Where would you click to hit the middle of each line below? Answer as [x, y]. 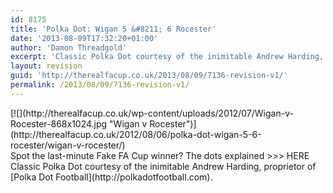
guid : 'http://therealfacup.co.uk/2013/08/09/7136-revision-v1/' [149, 76]
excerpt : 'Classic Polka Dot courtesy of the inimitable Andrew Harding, [167, 57]
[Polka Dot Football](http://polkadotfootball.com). [111, 177]
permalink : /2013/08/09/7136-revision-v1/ [100, 85]
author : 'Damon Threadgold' [69, 47]
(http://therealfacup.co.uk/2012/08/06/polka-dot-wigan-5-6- [136, 134]
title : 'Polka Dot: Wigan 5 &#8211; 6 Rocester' [113, 29]
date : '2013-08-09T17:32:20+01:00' [84, 38]
